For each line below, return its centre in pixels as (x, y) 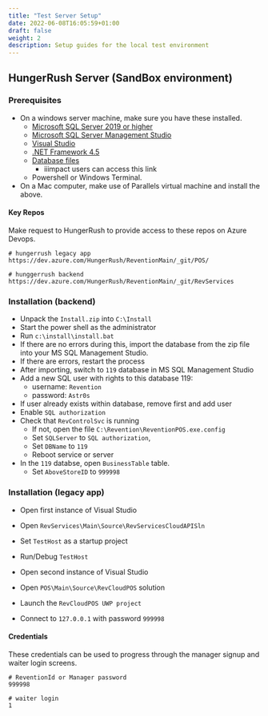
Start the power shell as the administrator (88, 328)
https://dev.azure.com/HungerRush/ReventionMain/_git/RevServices (121, 282)
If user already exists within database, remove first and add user (126, 404)
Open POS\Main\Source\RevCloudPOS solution (92, 587)
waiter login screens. (43, 662)
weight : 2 (25, 38)
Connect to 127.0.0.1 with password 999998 (92, 618)
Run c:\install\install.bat (67, 336)
